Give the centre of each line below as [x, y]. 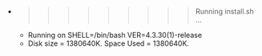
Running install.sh [225, 11]
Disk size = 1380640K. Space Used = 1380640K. [109, 43]
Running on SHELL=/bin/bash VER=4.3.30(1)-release [115, 35]
